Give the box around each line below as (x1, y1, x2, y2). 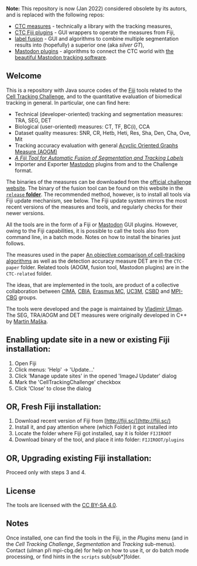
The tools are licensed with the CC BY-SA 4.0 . (6, 502, 118, 509)
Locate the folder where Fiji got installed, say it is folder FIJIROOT (14, 430, 172, 437)
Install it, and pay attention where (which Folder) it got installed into (14, 423, 178, 431)
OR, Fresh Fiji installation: (6, 402, 102, 412)
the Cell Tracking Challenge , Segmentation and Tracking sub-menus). (6, 540, 176, 547)
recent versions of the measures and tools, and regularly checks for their (6, 203, 183, 210)
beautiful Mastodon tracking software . (14, 54, 108, 61)
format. (14, 167, 33, 174)
